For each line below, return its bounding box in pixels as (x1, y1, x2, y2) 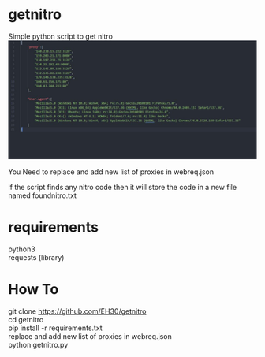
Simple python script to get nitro (8, 32, 113, 41)
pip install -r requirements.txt (8, 323, 103, 333)
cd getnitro (8, 314, 44, 324)
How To (8, 281, 59, 299)
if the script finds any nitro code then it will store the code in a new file (8, 183, 237, 192)
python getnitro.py (8, 340, 69, 349)
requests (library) (8, 253, 65, 262)
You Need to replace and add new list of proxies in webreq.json (8, 167, 215, 177)
